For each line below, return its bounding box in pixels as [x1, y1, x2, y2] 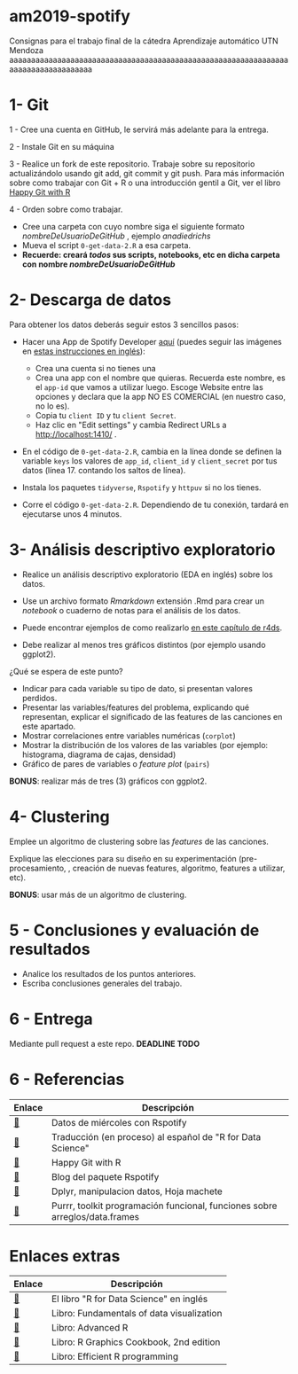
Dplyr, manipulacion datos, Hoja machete [51, 1185, 223, 1198]
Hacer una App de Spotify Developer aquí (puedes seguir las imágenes [21, 336, 282, 347]
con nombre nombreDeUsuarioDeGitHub [21, 259, 176, 269]
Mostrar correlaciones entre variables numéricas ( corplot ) [21, 730, 237, 741]
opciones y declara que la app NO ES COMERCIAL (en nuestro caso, [35, 391, 286, 402]
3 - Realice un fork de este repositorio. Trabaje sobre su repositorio [9, 158, 255, 169]
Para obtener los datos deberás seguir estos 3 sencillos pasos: [9, 319, 239, 330]
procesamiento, [9, 863, 67, 873]
